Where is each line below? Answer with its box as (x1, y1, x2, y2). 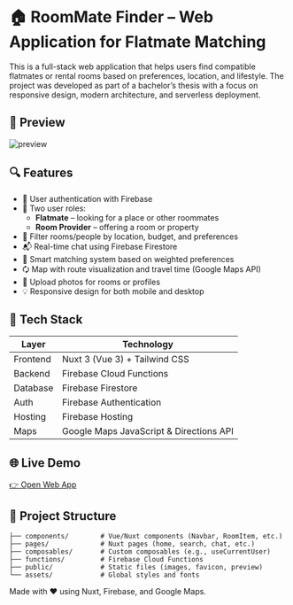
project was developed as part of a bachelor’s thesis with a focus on (9, 80, 258, 90)
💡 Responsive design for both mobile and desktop (21, 285, 205, 297)
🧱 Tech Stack (9, 312, 83, 327)
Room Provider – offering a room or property (35, 221, 199, 232)
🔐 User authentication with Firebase (21, 193, 153, 204)
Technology (122, 338, 174, 351)
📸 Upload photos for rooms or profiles (21, 276, 161, 287)
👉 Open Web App (9, 479, 77, 490)
